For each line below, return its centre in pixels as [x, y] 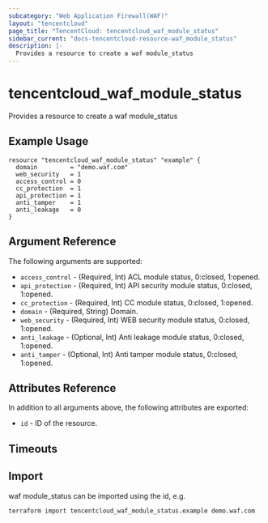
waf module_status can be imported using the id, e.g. [97, 495]
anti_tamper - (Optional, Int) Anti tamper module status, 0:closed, [129, 354]
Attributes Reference [62, 388]
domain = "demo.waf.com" [72, 167]
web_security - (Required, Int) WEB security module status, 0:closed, [135, 320]
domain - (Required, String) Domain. [79, 311]
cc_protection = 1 [49, 188]
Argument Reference [62, 242]
